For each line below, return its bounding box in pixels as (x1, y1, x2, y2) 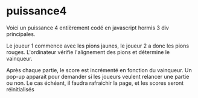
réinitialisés (6, 85, 34, 93)
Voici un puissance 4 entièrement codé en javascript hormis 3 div (6, 24, 169, 31)
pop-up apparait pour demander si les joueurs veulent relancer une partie (6, 73, 190, 80)
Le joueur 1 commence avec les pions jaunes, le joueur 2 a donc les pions (6, 42, 189, 49)
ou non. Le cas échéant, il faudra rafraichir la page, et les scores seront (6, 79, 184, 87)
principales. (6, 30, 36, 37)
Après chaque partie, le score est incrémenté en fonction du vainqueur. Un (6, 66, 192, 73)
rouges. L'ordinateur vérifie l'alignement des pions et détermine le (6, 48, 170, 55)
